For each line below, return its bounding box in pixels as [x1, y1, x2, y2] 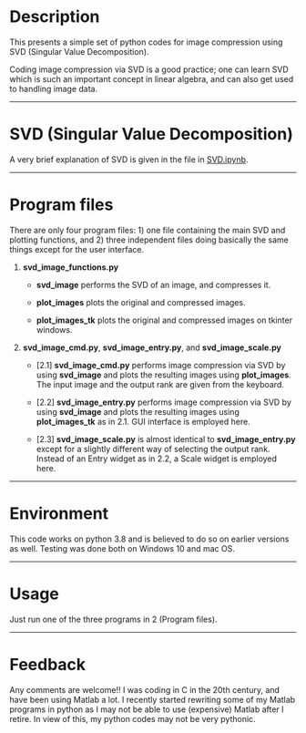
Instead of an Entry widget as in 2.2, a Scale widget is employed [36, 453, 278, 464]
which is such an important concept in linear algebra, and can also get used [9, 73, 294, 84]
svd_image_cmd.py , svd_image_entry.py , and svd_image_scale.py [22, 342, 282, 353]
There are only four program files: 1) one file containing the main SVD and [9, 224, 286, 235]
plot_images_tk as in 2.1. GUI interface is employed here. [36, 416, 250, 427]
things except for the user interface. [9, 243, 145, 254]
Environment [9, 503, 109, 523]
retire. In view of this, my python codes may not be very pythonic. [9, 713, 257, 724]
